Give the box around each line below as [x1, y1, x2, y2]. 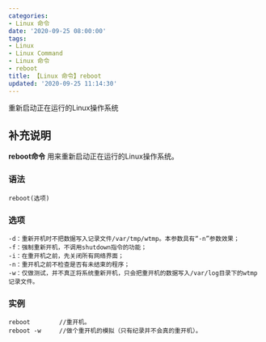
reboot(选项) [8, 194, 50, 202]
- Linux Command [8, 49, 63, 57]
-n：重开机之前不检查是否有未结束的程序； [8, 260, 131, 268]
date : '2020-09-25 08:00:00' [8, 27, 107, 35]
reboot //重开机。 [8, 319, 91, 327]
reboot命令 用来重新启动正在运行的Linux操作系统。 [8, 151, 179, 162]
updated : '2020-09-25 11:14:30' [8, 79, 117, 87]
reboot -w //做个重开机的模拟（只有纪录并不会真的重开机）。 [8, 327, 202, 336]
